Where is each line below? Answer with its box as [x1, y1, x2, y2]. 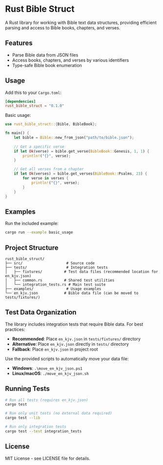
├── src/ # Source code [5, 261, 95, 266]
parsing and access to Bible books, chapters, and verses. [5, 24, 121, 30]
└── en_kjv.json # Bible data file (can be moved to [5, 290, 139, 295]
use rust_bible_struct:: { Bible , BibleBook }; [5, 122, 97, 127]
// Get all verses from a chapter [14, 167, 84, 172]
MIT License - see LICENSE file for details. [5, 455, 90, 461]
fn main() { [5, 131, 29, 135]
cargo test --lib [5, 416, 41, 421]
